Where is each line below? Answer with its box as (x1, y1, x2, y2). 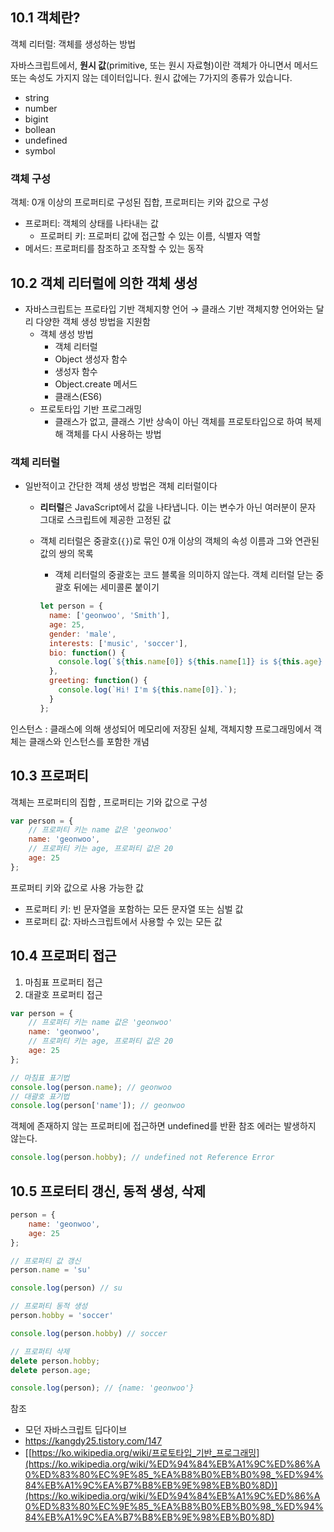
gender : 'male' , (48, 629, 117, 639)
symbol (24, 144, 56, 157)
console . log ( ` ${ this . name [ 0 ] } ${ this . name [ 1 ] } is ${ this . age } (58, 657, 323, 667)
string (24, 91, 50, 103)
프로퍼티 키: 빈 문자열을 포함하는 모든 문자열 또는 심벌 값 (24, 903, 244, 915)
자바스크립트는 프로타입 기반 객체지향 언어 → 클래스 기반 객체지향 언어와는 (24, 303, 314, 315)
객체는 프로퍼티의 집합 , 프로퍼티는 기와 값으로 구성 (10, 796, 208, 808)
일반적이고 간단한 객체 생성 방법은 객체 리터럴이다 (24, 480, 218, 492)
